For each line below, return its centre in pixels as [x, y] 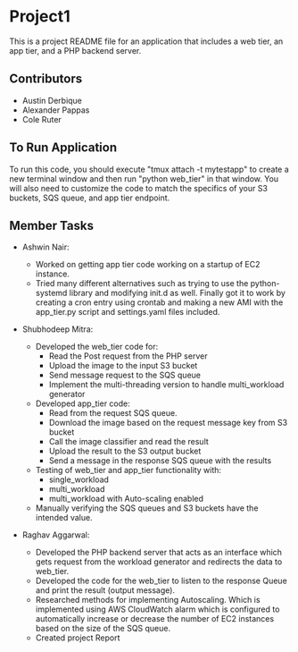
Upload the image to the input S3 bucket [123, 366]
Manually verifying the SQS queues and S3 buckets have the [147, 508]
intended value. [64, 518]
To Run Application [63, 148]
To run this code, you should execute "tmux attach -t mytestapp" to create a [149, 169]
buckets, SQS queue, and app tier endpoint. [90, 198]
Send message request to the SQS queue [124, 375]
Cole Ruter [42, 119]
